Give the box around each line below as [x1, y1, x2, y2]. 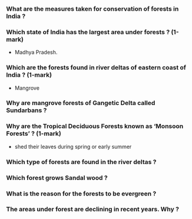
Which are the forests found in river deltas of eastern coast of [6, 64, 187, 72]
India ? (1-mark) [6, 71, 52, 79]
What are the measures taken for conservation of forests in [6, 5, 179, 13]
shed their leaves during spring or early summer [14, 143, 132, 150]
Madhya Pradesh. [14, 49, 58, 56]
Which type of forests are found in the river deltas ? [6, 158, 157, 166]
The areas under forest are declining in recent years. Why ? [6, 205, 180, 214]
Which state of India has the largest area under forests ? [6, 28, 170, 36]
